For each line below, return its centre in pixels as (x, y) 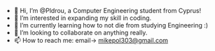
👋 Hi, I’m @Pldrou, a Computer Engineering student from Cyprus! (107, 11)
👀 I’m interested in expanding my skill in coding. (83, 18)
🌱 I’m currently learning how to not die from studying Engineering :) (111, 25)
